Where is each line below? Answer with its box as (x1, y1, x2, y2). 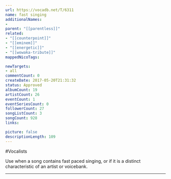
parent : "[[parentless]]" (5, 26, 60, 31)
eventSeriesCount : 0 (5, 101, 49, 106)
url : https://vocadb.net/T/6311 (5, 7, 74, 13)
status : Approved (5, 83, 42, 88)
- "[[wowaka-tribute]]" (5, 50, 56, 55)
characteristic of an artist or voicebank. (5, 163, 88, 169)
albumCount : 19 (5, 87, 38, 92)
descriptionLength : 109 (5, 134, 56, 139)
